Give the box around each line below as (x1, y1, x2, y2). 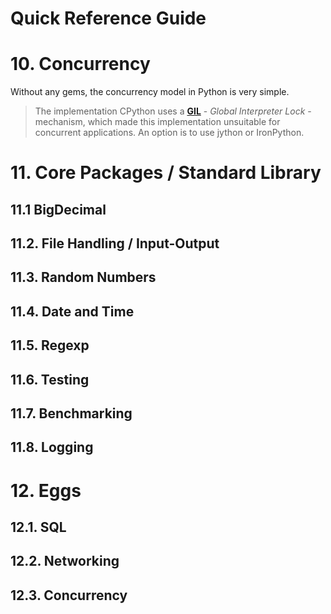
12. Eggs (10, 479, 82, 502)
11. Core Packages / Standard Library (10, 162, 322, 184)
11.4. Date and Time (10, 303, 135, 320)
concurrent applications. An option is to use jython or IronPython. (34, 127, 305, 139)
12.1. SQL (10, 519, 67, 536)
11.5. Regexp (10, 337, 90, 354)
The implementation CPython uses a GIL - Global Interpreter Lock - (34, 105, 312, 117)
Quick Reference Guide (10, 7, 207, 30)
